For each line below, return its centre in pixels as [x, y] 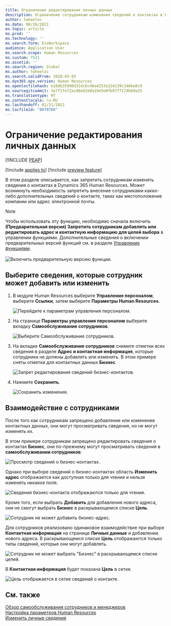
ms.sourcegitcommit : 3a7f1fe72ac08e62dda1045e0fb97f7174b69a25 [74, 91]
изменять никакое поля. [32, 483]
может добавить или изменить [57, 283]
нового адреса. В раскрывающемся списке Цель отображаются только [84, 538]
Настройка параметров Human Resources [51, 613]
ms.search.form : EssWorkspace [37, 43]
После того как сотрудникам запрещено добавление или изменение [80, 420]
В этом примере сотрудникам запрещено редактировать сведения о [81, 441]
